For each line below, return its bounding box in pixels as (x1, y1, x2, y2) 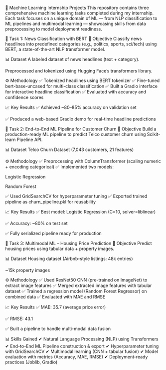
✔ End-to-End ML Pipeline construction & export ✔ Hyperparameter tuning (5, 343, 159, 349)
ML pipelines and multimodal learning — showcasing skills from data (5, 20, 146, 26)
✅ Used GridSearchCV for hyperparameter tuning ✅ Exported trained (5, 193, 148, 199)
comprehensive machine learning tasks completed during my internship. (5, 10, 154, 16)
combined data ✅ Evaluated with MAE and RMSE (5, 294, 106, 299)
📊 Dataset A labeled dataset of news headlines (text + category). (5, 56, 140, 62)
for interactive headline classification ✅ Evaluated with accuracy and (5, 89, 146, 94)
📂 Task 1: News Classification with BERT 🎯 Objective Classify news (5, 35, 142, 41)
